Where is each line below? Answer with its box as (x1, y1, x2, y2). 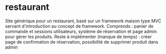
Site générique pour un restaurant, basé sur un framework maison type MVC (5, 18, 162, 24)
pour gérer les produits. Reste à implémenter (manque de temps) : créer (5, 34, 152, 40)
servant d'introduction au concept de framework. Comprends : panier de (5, 23, 154, 29)
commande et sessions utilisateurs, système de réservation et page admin (5, 28, 157, 34)
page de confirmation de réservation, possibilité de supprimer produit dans (5, 39, 159, 45)
